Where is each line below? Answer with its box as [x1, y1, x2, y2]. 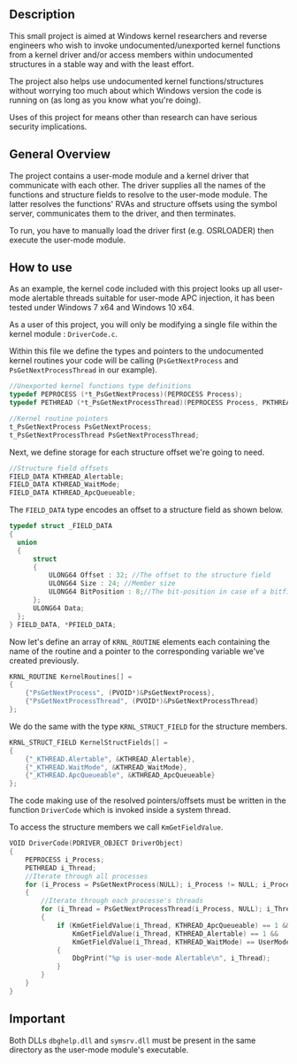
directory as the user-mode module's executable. [9, 1044, 189, 1055]
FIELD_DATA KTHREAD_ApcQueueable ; [9, 488, 137, 498]
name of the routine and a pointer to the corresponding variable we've [9, 646, 265, 656]
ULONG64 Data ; [32, 603, 86, 613]
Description [9, 7, 75, 22]
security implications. [9, 121, 88, 132]
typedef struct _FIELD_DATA [9, 522, 113, 531]
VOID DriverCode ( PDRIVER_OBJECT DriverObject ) [9, 839, 184, 848]
